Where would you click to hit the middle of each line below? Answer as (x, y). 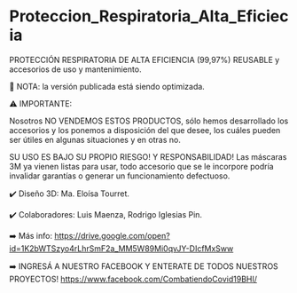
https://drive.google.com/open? (112, 235)
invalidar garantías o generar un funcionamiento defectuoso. (120, 176)
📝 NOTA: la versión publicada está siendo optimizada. (107, 86)
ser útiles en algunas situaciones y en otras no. (95, 139)
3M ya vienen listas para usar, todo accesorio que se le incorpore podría (141, 166)
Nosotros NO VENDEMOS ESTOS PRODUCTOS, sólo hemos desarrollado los (149, 121)
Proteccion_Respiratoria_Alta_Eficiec (149, 16)
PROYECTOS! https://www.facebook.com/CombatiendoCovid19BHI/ (133, 279)
